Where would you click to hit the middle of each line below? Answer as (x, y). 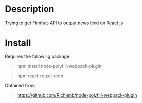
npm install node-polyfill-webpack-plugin (59, 66)
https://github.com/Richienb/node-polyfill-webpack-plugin (77, 95)
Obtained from (20, 85)
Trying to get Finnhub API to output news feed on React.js (64, 23)
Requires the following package (37, 56)
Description (30, 9)
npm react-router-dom (40, 76)
